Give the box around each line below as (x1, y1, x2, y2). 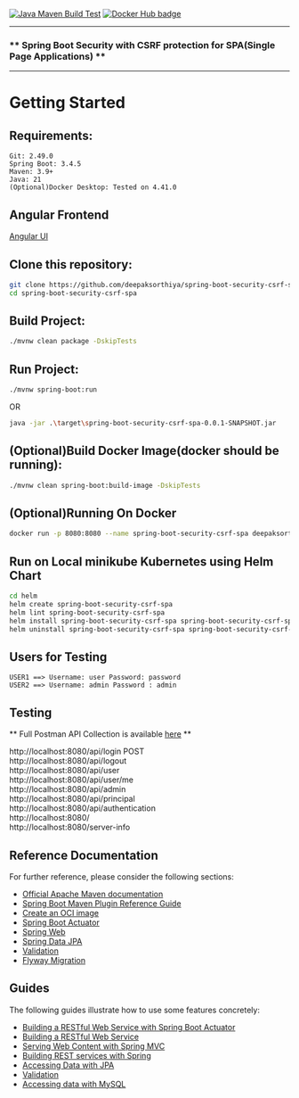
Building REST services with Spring (21, 1050, 151, 1061)
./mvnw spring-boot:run (9, 385, 98, 394)
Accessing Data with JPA (21, 1060, 115, 1070)
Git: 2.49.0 (9, 152, 53, 161)
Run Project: (9, 361, 79, 376)
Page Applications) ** (9, 50, 106, 62)
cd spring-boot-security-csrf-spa (9, 288, 138, 298)
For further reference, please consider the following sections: (9, 871, 234, 882)
